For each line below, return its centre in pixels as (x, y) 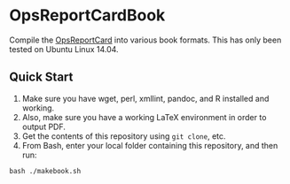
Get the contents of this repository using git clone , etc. (124, 136)
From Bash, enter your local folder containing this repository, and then (150, 145)
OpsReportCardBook (87, 15)
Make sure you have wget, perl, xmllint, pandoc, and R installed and (145, 98)
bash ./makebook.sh (45, 171)
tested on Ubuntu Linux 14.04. (64, 49)
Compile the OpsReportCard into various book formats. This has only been (145, 40)
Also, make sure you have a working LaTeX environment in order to (144, 117)
